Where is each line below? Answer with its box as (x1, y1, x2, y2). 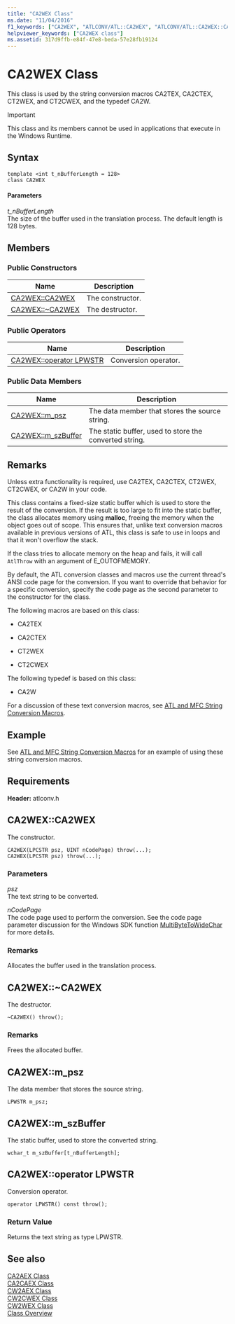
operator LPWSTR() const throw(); (7, 1201, 108, 1208)
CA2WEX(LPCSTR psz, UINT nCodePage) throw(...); (7, 846, 152, 853)
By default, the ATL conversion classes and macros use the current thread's (7, 570, 226, 579)
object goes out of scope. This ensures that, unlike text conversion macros (7, 521, 222, 530)
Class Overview (7, 1309, 52, 1317)
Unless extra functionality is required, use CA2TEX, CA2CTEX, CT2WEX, (7, 478, 217, 486)
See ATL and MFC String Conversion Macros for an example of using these (7, 747, 224, 756)
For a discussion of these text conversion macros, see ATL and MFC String (7, 701, 222, 710)
